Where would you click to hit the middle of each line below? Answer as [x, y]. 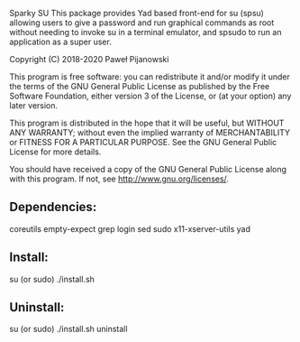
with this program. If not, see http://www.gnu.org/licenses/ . [119, 179]
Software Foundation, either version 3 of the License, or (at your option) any [150, 96]
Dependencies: [53, 207]
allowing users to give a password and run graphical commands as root [142, 23]
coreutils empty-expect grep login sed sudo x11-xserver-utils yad [130, 228]
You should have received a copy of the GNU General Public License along [148, 169]
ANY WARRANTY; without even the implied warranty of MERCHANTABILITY [150, 133]
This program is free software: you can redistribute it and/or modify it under [150, 77]
